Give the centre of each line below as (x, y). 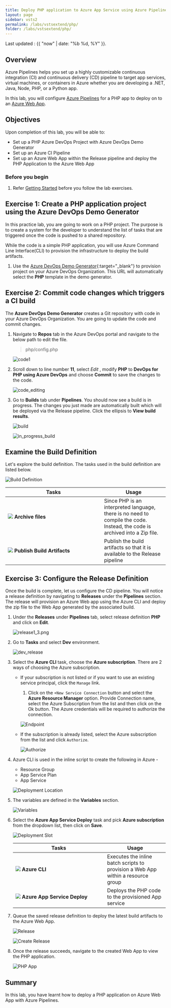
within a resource (127, 876)
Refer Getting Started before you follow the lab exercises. (73, 188)
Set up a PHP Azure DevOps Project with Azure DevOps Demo (78, 142)
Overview (21, 60)
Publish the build (124, 541)
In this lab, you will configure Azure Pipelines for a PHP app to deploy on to (84, 98)
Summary (21, 982)
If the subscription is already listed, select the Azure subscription (88, 734)
